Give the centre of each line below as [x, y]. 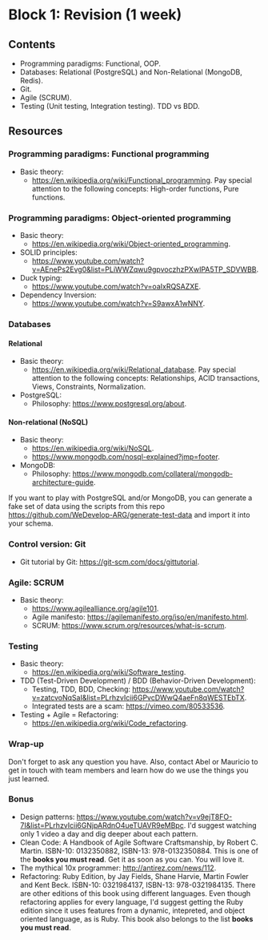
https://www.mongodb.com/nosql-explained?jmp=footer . [126, 457]
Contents [32, 44]
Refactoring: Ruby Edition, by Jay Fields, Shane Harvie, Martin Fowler [134, 876]
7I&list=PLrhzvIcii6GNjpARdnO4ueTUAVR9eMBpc [102, 825]
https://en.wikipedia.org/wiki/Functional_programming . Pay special [142, 180]
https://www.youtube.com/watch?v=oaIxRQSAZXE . [116, 286]
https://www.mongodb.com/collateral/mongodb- [153, 474]
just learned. [29, 778]
